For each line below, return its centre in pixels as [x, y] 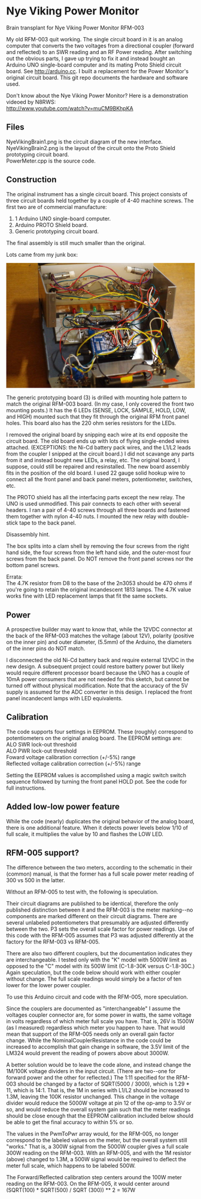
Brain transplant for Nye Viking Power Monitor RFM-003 [75, 28]
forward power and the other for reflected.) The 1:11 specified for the [91, 1077]
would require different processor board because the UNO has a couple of [98, 673]
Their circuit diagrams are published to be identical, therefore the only [92, 903]
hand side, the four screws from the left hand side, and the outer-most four [99, 553]
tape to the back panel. [48, 523]
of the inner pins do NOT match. [46, 649]
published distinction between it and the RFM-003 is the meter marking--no [100, 910]
